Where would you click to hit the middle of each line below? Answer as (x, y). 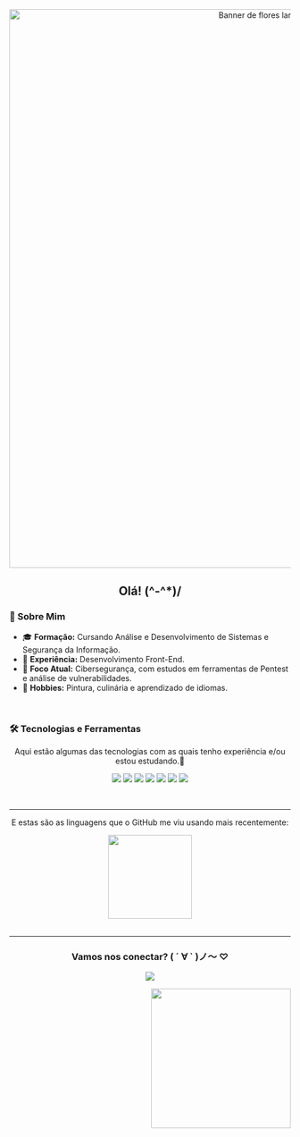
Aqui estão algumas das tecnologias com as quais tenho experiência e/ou (150, 751)
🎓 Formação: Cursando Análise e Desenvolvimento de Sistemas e (146, 636)
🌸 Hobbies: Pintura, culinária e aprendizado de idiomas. (125, 687)
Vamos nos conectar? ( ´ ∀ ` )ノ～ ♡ (150, 956)
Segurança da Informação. (71, 649)
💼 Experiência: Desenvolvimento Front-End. (103, 659)
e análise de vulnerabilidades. (77, 678)
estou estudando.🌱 (150, 761)
